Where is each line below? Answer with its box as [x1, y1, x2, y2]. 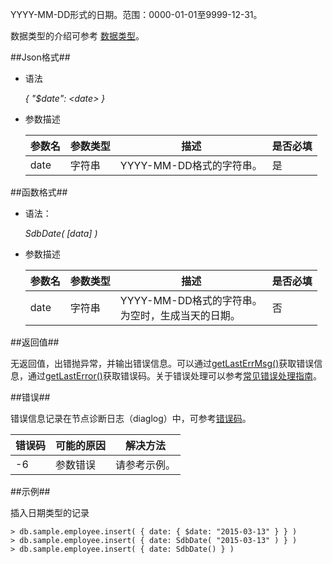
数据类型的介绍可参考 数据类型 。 [10, 30, 145, 42]
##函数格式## [10, 186, 68, 198]
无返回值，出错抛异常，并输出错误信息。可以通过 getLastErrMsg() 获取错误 [10, 358, 315, 369]
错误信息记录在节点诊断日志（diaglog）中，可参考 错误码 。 [10, 413, 252, 424]
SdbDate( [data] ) [24, 228, 98, 239]
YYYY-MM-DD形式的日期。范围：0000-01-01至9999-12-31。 [10, 9, 263, 20]
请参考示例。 [115, 458, 177, 472]
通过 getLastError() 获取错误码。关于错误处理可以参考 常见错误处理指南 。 [27, 370, 322, 382]
